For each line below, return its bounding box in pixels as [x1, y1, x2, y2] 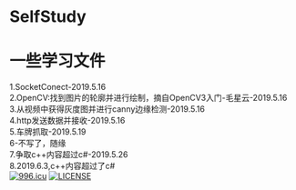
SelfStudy [9, 6, 87, 27]
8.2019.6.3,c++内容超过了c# [9, 161, 116, 172]
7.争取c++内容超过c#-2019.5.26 [9, 149, 128, 160]
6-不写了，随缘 [9, 138, 66, 149]
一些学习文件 [9, 51, 107, 72]
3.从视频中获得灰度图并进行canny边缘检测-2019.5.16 [9, 104, 205, 115]
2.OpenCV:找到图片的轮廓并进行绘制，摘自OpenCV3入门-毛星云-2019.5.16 [9, 93, 288, 104]
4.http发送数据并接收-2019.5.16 [9, 115, 126, 126]
